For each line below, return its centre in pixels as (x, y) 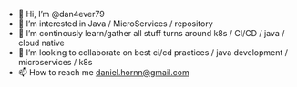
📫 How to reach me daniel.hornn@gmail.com (103, 72)
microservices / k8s (55, 62)
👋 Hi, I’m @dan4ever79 (61, 14)
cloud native (41, 43)
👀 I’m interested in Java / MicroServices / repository (116, 24)
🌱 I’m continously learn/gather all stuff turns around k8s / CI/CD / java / (151, 33)
